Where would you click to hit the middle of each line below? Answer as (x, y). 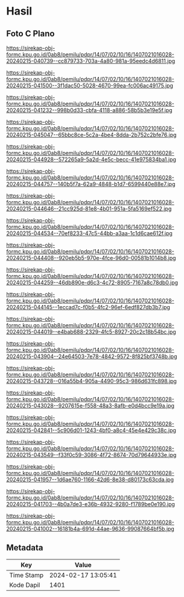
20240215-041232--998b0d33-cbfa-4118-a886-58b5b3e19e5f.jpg (90, 110)
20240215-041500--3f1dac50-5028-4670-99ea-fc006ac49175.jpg (90, 85)
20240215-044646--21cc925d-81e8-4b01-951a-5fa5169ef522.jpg (89, 208)
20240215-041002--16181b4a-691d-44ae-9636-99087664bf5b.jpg (90, 529)
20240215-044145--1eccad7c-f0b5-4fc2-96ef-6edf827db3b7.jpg (88, 307)
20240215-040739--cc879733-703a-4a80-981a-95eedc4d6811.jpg (91, 61)
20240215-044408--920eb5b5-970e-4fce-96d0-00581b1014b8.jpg (91, 258)
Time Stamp (27, 575)
